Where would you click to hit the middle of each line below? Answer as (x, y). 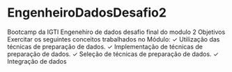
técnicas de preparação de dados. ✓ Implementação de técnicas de (105, 46)
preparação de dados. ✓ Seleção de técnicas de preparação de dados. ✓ (113, 54)
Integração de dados (37, 61)
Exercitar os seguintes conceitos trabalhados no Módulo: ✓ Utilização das (114, 39)
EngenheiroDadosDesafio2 (87, 13)
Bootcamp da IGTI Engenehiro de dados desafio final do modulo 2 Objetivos (116, 32)
